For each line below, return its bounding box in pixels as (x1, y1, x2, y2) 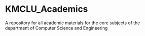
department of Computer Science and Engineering (5, 25, 108, 31)
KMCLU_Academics (5, 3, 88, 15)
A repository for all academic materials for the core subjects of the (5, 20, 140, 26)
